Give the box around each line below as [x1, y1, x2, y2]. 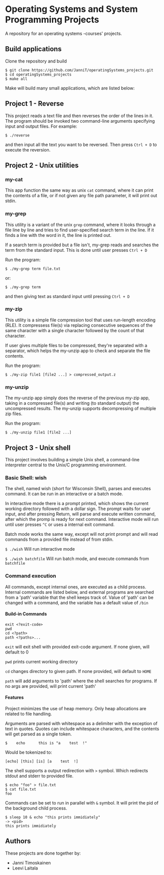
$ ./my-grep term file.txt [5, 266, 61, 271]
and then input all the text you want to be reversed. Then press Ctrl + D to [5, 142, 157, 147]
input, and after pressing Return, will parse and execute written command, [5, 511, 156, 517]
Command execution [5, 573, 56, 580]
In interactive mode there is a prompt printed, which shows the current [5, 501, 149, 507]
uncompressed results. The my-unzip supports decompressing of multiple [5, 406, 157, 412]
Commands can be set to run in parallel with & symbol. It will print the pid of [5, 800, 159, 805]
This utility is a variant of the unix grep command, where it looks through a [5, 221, 156, 227]
